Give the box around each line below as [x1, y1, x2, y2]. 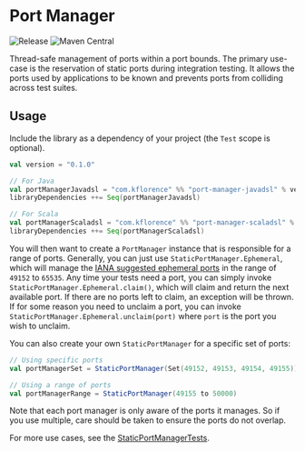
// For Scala [9, 210, 59, 219]
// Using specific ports [9, 356, 103, 365]
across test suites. [9, 82, 78, 93]
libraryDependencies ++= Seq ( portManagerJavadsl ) [9, 193, 202, 203]
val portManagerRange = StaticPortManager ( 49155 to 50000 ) [9, 388, 238, 398]
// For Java [9, 176, 54, 186]
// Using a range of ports [9, 380, 112, 389]
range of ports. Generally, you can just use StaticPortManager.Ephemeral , [9, 252, 283, 264]
